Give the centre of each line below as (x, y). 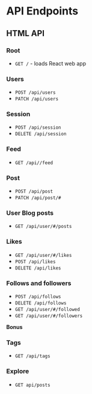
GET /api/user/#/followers (49, 316)
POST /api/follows (38, 297)
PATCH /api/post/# (38, 198)
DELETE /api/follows (41, 303)
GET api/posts (32, 385)
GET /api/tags (32, 356)
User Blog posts (30, 213)
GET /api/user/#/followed (47, 309)
